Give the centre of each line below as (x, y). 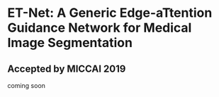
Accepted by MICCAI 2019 (67, 69)
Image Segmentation (70, 43)
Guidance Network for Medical (100, 28)
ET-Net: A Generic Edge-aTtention (110, 13)
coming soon (27, 85)
